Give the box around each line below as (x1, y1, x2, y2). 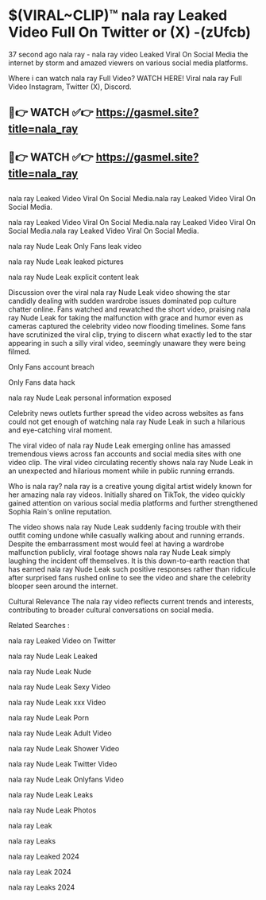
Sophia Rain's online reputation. (8, 507, 113, 517)
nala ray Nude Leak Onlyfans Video (8, 774, 125, 785)
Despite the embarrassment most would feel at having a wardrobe (8, 539, 225, 549)
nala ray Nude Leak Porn (8, 713, 90, 723)
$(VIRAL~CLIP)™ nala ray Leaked (8, 6, 228, 25)
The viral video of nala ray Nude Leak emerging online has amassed (8, 440, 231, 451)
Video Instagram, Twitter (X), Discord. (8, 82, 133, 91)
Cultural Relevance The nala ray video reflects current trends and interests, (8, 597, 254, 607)
